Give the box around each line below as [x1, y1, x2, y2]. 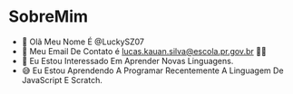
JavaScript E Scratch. [21, 74, 103, 85]
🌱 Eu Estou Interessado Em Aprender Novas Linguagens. [21, 55, 234, 66]
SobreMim [8, 6, 88, 27]
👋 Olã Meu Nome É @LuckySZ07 [21, 36, 145, 47]
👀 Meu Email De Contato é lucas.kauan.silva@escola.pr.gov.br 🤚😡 [21, 45, 267, 56]
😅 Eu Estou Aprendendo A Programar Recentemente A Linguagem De [21, 65, 284, 76]
